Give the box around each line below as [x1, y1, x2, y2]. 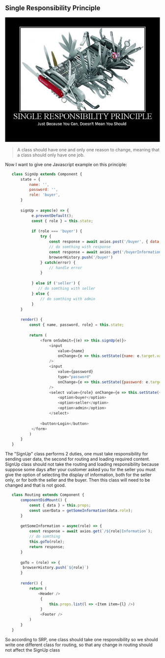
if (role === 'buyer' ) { [31, 229, 82, 234]
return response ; [29, 544, 65, 549]
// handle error [49, 265, 82, 270]
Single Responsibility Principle [5, 4, 101, 12]
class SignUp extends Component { [11, 172, 82, 176]
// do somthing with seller [38, 286, 96, 291]
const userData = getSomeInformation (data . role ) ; [29, 508, 133, 513]
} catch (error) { [40, 260, 76, 265]
